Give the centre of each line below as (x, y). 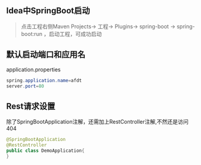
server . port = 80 (25, 86)
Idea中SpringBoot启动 (48, 11)
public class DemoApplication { (45, 151)
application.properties (34, 69)
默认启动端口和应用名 (46, 55)
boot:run (32, 34)
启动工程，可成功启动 (76, 34)
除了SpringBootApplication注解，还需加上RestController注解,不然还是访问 (97, 122)
